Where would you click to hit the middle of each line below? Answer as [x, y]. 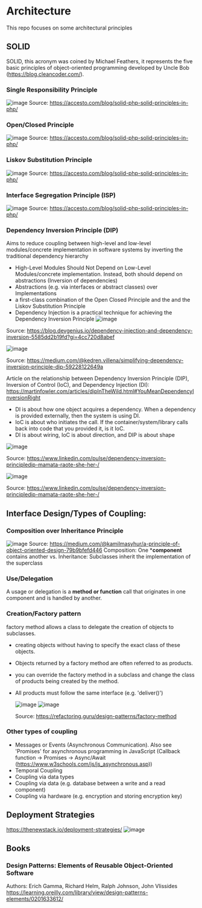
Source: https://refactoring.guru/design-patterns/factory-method [96, 716]
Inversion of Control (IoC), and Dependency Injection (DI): [78, 385]
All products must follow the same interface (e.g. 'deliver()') [89, 693]
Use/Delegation [30, 578]
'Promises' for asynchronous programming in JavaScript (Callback [98, 751]
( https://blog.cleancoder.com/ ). [45, 74]
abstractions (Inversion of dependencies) [66, 281]
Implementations [36, 293]
